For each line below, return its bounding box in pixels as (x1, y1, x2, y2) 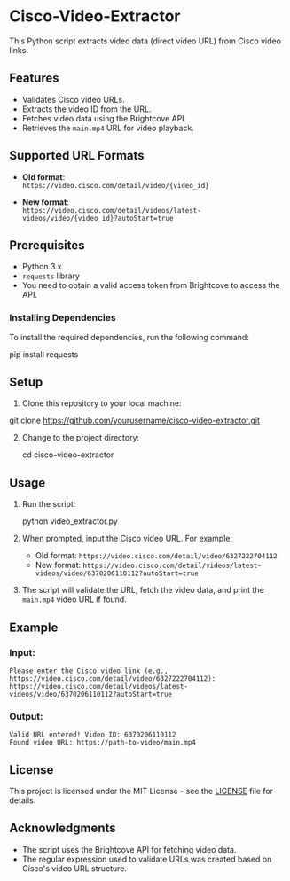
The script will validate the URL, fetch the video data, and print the (21, 585, 264, 596)
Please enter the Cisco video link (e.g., (9, 667, 169, 675)
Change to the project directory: (21, 433, 140, 443)
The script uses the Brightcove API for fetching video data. (21, 844, 237, 854)
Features (9, 71, 59, 86)
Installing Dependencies (9, 312, 117, 324)
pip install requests (9, 348, 79, 360)
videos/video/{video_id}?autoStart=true (21, 214, 174, 222)
